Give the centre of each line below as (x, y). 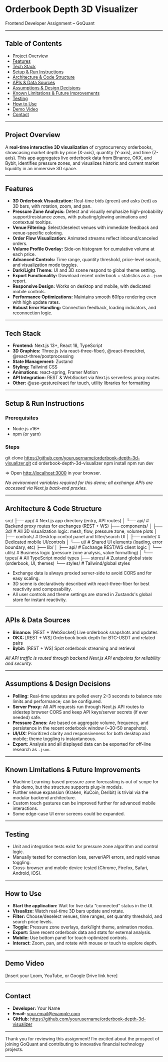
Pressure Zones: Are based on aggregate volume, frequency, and (80, 723)
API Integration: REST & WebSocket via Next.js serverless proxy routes (86, 378)
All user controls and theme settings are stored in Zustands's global (82, 594)
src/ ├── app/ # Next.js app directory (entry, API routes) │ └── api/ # (77, 520)
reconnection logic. (32, 313)
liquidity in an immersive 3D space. (41, 168)
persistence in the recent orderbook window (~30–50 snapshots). (80, 728)
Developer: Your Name (36, 1008)
